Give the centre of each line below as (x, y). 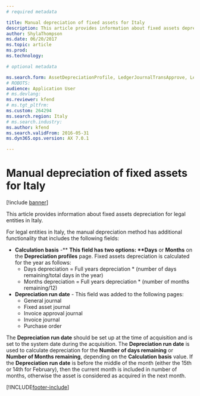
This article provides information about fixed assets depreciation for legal (96, 214)
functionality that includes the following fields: (63, 238)
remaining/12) (40, 288)
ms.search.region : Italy (37, 116)
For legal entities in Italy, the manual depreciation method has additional (94, 232)
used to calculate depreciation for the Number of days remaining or (90, 351)
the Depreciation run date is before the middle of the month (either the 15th (99, 363)
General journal (43, 301)
